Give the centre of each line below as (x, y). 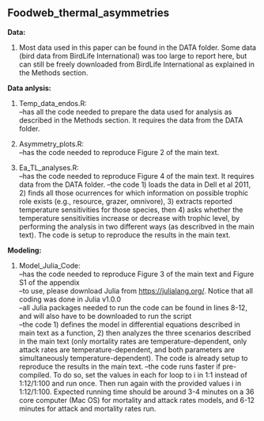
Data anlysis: (30, 88)
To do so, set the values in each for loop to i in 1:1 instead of (151, 374)
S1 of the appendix (49, 282)
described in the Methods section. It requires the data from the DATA (131, 120)
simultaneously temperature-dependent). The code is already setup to (133, 358)
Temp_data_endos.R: (53, 103)
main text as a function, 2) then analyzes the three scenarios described (135, 332)
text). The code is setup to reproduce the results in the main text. (124, 235)
